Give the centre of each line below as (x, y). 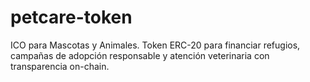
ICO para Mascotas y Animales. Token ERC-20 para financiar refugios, (155, 45)
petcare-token (71, 17)
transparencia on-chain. (60, 66)
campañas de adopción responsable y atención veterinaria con (140, 55)
